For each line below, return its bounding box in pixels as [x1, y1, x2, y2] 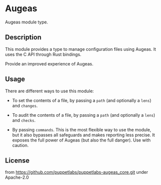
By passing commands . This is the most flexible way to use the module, [12, 126, 151, 132]
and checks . [12, 117, 36, 123]
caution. [12, 142, 29, 148]
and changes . [12, 103, 38, 108]
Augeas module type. [5, 19, 48, 25]
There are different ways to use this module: [5, 88, 94, 94]
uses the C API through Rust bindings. [5, 51, 81, 57]
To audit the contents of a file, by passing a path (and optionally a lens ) [12, 112, 155, 118]
